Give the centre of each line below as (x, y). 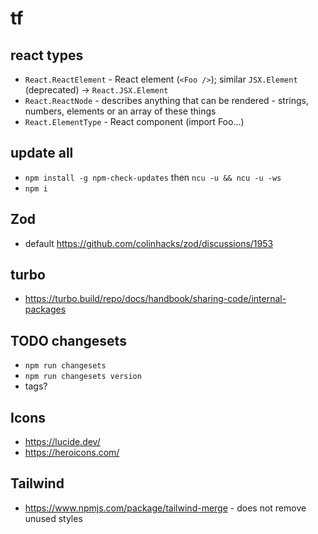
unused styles (53, 518)
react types (47, 55)
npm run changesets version (83, 377)
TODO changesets (68, 340)
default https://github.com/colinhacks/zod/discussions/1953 (149, 243)
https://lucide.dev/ (62, 442)
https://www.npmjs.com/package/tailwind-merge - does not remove (165, 508)
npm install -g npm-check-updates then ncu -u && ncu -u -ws (153, 177)
